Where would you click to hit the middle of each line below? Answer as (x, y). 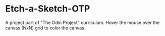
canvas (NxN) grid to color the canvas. (45, 27)
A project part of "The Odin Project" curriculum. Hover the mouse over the (82, 22)
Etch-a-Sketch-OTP (48, 9)
